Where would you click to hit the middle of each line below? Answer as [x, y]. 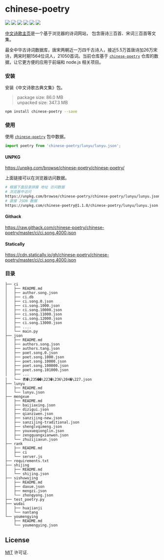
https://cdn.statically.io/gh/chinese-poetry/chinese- [57, 255]
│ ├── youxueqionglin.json [35, 431]
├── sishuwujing [21, 478]
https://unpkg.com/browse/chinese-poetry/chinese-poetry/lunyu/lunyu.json [83, 196]
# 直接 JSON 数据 [21, 201]
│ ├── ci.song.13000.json [34, 323]
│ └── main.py [21, 331]
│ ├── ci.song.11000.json [34, 314]
